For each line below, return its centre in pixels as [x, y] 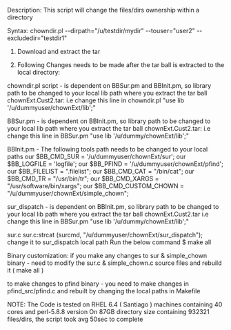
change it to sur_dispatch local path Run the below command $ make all [109, 242]
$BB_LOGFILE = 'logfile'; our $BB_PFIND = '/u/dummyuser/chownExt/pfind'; [115, 164]
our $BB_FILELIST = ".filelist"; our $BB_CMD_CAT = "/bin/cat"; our [101, 171]
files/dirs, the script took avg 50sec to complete [75, 319]
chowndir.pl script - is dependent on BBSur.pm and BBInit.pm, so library [109, 85]
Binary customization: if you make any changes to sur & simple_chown [107, 256]
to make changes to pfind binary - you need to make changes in [98, 284]
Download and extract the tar [59, 52]
